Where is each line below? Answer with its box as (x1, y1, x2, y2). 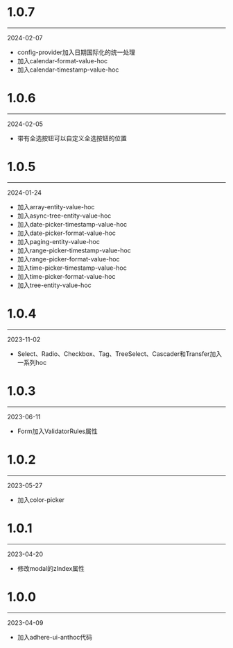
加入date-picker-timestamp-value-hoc (17, 220, 128, 228)
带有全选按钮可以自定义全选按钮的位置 (17, 133, 127, 143)
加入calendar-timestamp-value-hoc (17, 65, 119, 74)
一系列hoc (17, 358, 47, 366)
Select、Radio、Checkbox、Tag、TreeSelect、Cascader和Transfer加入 (17, 349, 222, 358)
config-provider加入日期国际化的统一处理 (17, 48, 136, 56)
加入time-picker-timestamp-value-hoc (17, 264, 127, 272)
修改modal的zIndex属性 (17, 564, 85, 572)
